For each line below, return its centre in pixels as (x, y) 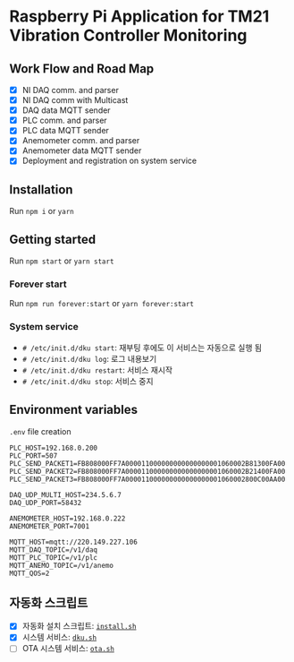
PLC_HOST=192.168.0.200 (54, 448)
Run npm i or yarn (42, 211)
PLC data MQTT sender (66, 131)
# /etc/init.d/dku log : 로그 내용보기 (89, 358)
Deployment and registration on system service (109, 161)
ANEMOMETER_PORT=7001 (50, 526)
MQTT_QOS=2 (29, 573)
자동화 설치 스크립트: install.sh (79, 626)
